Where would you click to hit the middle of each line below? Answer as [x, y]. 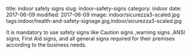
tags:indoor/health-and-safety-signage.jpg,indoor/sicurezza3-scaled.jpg [94, 21]
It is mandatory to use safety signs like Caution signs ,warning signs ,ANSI [96, 32]
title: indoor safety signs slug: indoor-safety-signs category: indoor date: [94, 9]
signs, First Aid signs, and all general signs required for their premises [90, 38]
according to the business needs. [46, 45]
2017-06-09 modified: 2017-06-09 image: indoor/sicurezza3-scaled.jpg [93, 15]
